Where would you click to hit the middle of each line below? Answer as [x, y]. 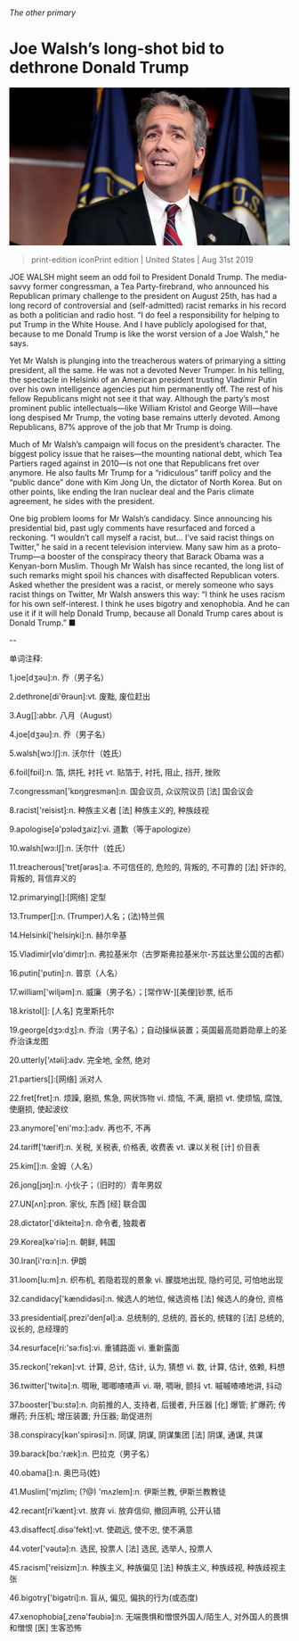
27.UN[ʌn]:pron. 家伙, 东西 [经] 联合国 [78, 1204]
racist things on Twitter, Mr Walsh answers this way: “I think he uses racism [147, 594]
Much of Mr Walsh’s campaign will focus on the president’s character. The [145, 444]
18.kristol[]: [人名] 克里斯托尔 [62, 1011]
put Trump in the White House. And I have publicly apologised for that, [138, 325]
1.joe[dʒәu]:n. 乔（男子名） [59, 677]
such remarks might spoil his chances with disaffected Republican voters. [144, 576]
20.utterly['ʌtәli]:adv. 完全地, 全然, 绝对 [80, 1060]
